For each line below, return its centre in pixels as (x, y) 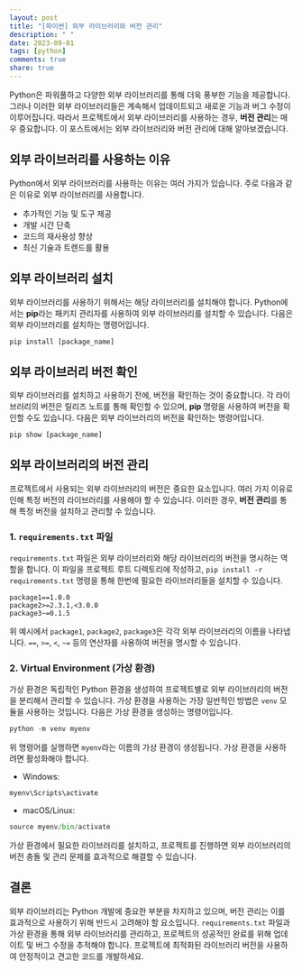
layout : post (34, 18)
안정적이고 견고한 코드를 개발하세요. (81, 956)
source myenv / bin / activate (60, 827)
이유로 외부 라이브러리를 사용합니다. (81, 194)
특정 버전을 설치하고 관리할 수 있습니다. (87, 511)
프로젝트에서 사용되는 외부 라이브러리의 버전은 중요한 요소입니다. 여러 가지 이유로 (151, 489)
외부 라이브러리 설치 (61, 279)
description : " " (42, 34)
